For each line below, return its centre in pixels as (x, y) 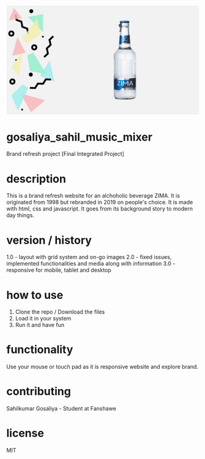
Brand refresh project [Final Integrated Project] (65, 154)
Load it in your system (43, 318)
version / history (49, 240)
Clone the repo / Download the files (60, 312)
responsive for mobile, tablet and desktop (59, 270)
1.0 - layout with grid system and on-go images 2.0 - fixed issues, (89, 257)
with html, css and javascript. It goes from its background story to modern (99, 209)
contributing (39, 391)
